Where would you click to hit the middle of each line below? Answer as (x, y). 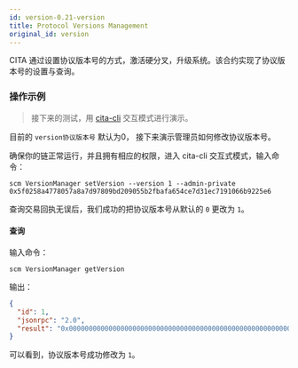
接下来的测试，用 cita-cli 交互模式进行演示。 (112, 117)
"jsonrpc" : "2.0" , (51, 320)
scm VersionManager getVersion (67, 269)
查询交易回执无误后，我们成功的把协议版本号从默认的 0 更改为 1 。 (129, 209)
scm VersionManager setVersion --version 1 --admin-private (123, 183)
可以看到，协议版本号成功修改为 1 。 (74, 355)
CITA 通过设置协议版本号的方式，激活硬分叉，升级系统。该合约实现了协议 (143, 60)
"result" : (35, 328)
